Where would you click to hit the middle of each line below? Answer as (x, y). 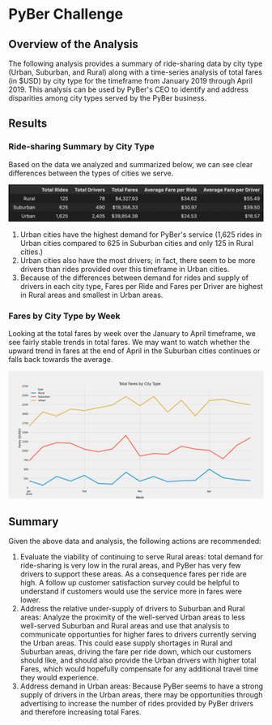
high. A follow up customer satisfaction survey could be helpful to (130, 583)
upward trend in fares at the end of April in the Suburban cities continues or (134, 351)
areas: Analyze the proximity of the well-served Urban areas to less (132, 617)
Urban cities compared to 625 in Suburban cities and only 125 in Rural (136, 244)
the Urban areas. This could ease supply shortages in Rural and (126, 643)
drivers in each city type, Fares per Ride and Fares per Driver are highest (141, 287)
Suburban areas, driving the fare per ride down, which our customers (136, 652)
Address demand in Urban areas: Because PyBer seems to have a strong (142, 686)
